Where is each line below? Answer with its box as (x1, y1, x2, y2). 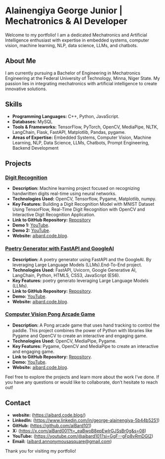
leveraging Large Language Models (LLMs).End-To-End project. (12, 262, 142, 268)
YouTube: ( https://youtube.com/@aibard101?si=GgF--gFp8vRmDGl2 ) (12, 433, 154, 439)
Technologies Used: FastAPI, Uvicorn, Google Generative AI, (12, 267, 137, 273)
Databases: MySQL (12, 118, 53, 124)
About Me (5, 57, 36, 65)
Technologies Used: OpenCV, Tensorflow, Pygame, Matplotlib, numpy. (12, 196, 157, 202)
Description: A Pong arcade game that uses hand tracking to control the (12, 322, 160, 328)
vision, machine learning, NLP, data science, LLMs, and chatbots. (5, 42, 138, 48)
